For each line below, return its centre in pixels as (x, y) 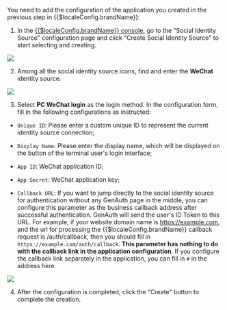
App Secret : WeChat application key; (68, 180)
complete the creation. (49, 299)
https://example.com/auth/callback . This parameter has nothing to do (118, 244)
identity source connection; (55, 132)
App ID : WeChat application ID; (60, 166)
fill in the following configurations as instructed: (84, 112)
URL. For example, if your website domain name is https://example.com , (118, 222)
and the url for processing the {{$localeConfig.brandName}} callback (115, 229)
